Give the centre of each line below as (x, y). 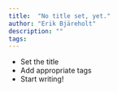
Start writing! (42, 79)
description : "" (36, 31)
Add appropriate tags (56, 71)
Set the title (39, 62)
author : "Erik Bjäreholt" (52, 24)
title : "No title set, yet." (60, 16)
